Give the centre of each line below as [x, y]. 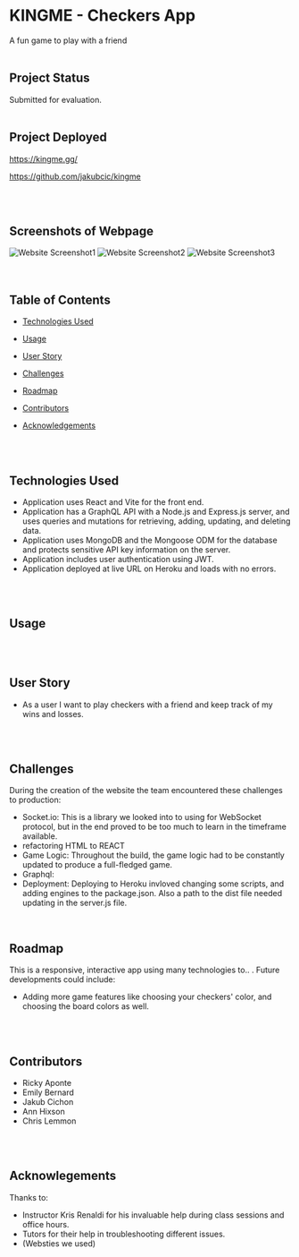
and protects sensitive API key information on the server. [126, 550]
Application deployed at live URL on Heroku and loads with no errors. [149, 569]
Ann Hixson [43, 1112]
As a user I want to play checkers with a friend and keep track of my [148, 705]
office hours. [46, 1224]
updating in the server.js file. [75, 903]
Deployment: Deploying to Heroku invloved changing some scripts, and [153, 884]
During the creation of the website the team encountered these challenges [146, 791]
